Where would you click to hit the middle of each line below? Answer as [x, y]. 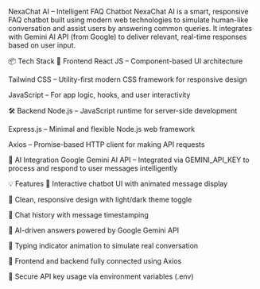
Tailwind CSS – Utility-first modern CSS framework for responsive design [128, 79]
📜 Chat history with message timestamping [78, 215]
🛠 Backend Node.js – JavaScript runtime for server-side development [123, 111]
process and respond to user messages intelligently [93, 168]
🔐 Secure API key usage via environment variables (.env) [101, 276]
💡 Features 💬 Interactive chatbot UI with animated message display [118, 183]
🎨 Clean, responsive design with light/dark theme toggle [100, 199]
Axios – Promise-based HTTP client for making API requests [107, 144]
